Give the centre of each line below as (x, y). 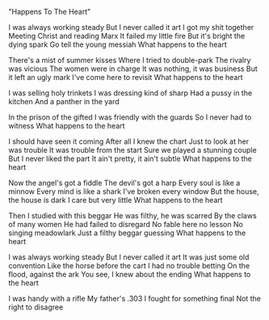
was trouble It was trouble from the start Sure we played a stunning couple (132, 150)
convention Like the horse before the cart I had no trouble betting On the (129, 265)
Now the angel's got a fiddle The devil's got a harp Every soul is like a (124, 183)
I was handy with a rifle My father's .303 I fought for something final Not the (134, 299)
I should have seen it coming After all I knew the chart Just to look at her (128, 141)
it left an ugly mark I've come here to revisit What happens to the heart (126, 77)
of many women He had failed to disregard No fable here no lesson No (126, 224)
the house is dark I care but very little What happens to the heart (116, 200)
